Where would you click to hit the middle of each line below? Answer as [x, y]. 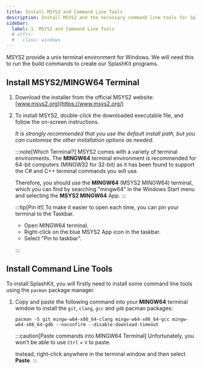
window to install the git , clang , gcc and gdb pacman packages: [94, 308]
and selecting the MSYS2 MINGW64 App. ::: [71, 195]
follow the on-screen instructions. [57, 122]
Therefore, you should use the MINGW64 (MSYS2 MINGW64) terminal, [104, 183]
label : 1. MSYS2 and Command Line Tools [63, 29]
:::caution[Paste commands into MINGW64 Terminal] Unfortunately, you [105, 336]
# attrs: [23, 34]
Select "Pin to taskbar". [53, 238]
